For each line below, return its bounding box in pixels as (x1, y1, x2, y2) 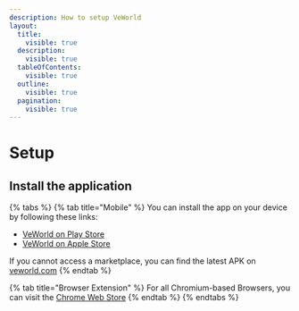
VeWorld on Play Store (21, 229, 105, 240)
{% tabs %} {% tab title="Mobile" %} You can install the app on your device (9, 202, 288, 213)
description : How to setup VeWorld (9, 13, 142, 22)
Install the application (9, 178, 132, 193)
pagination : (17, 96, 62, 105)
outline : (17, 80, 50, 88)
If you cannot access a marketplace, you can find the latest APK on (9, 256, 256, 266)
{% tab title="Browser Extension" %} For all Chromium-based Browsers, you (9, 282, 291, 293)
